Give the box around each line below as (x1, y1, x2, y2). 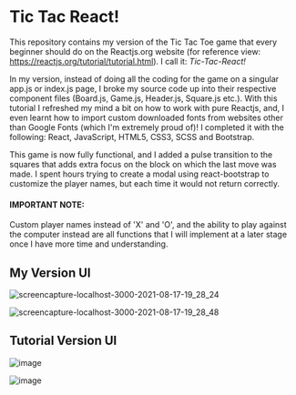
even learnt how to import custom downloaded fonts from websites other (9, 112, 284, 123)
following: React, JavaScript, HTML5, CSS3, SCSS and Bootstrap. (9, 131, 255, 142)
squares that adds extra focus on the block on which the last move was (9, 158, 277, 169)
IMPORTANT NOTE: (9, 198, 85, 210)
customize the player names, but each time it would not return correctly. (9, 177, 281, 188)
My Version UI (9, 265, 91, 280)
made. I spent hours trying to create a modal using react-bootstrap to (9, 168, 270, 179)
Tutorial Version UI (9, 333, 117, 349)
